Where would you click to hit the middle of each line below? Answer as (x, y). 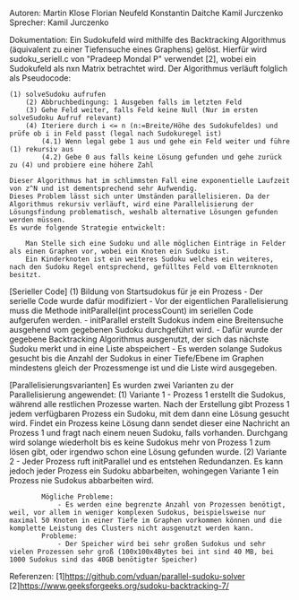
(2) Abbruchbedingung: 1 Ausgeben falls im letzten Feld (134, 102)
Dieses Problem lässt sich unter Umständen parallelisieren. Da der (140, 196)
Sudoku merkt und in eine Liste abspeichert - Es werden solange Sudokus (146, 348)
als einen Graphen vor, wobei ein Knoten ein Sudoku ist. (120, 251)
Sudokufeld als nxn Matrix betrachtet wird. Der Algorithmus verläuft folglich (149, 68)
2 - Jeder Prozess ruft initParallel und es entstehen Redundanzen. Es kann (146, 461)
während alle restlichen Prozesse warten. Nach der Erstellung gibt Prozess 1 (149, 404)
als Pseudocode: (40, 78)
